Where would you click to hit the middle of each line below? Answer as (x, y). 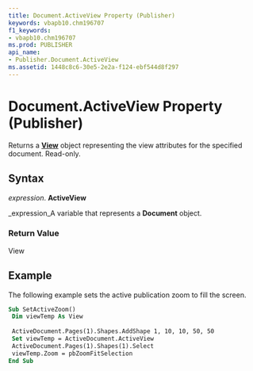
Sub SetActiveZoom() (42, 309)
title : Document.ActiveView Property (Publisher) (92, 15)
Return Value (34, 233)
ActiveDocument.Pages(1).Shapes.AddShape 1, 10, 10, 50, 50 (113, 331)
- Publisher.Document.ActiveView (63, 60)
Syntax (26, 179)
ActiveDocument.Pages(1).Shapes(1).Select (83, 346)
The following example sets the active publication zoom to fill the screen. (127, 295)
